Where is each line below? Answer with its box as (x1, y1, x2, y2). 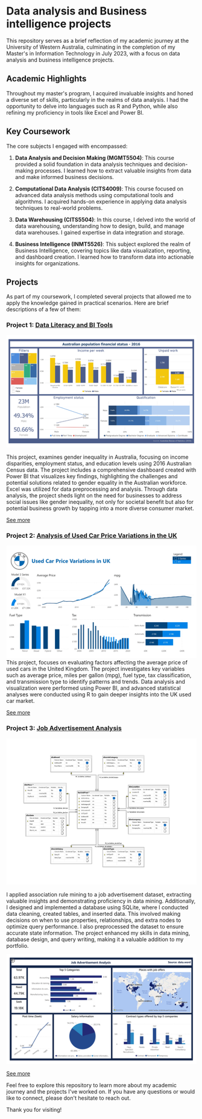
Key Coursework (6, 127, 71, 137)
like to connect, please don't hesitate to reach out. (6, 1094, 131, 1102)
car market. (6, 698, 35, 705)
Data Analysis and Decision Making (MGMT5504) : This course (14, 154, 175, 161)
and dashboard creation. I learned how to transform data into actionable (14, 253, 194, 260)
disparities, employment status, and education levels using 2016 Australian (6, 460, 192, 467)
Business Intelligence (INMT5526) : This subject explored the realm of (14, 240, 191, 248)
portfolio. (6, 942, 29, 950)
